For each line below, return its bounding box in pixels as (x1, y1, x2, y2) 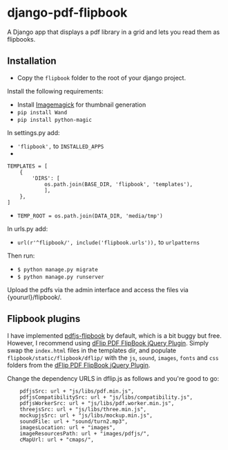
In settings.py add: (7, 128, 60, 136)
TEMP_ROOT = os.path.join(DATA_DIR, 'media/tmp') (17, 213, 164, 219)
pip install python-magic (17, 116, 92, 123)
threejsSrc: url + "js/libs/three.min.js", (19, 406, 147, 413)
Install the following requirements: (7, 87, 104, 95)
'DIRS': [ (32, 174, 60, 181)
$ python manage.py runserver (17, 273, 105, 280)
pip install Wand (17, 109, 68, 116)
